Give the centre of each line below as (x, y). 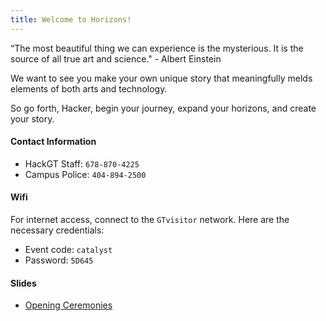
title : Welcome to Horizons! (71, 19)
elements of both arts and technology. (89, 88)
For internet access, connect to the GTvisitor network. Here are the (150, 220)
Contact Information (53, 142)
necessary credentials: (57, 230)
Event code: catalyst (68, 250)
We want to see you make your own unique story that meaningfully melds (161, 78)
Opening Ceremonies (68, 305)
